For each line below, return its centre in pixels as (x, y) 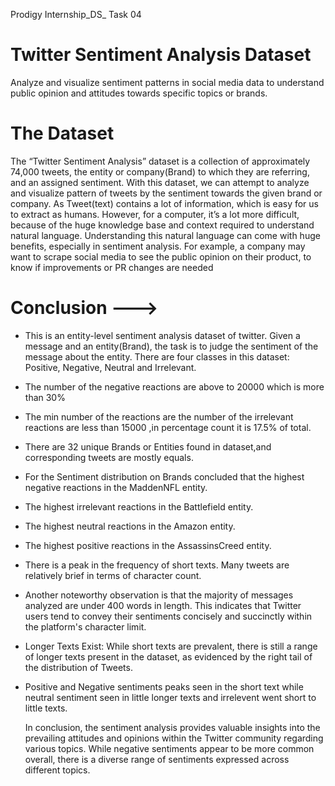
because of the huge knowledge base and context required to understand (162, 225)
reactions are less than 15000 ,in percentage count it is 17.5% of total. (168, 427)
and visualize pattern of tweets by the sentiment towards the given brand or (166, 193)
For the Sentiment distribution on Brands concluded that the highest (164, 476)
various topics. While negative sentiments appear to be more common (169, 748)
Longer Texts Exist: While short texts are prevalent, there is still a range (171, 646)
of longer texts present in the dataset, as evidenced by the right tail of (168, 656)
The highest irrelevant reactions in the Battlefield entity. (139, 506)
